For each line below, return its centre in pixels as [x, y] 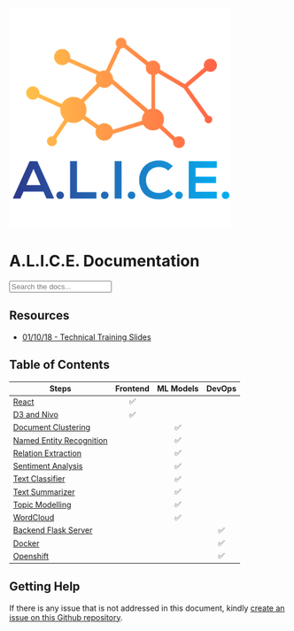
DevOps [222, 389]
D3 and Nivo [36, 415]
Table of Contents [60, 365]
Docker [26, 543]
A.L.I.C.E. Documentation [104, 262]
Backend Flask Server [53, 530]
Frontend [132, 389]
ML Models [178, 389]
